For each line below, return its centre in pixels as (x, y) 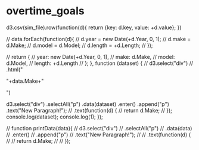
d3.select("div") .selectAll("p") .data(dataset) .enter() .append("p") (88, 104)
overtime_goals (45, 11)
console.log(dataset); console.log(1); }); (55, 117)
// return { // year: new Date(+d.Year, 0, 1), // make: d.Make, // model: (91, 57)
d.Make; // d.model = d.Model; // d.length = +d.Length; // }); (80, 45)
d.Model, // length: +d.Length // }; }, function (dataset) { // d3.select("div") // (100, 63)
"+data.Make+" (25, 81)
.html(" (15, 69)
